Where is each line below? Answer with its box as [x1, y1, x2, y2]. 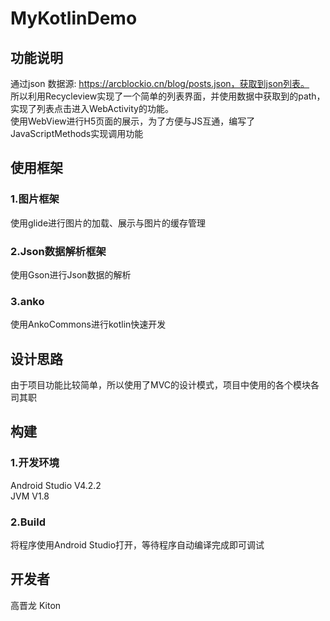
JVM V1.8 [10, 490, 50, 502]
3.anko [10, 294, 45, 308]
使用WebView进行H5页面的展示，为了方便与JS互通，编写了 [10, 115, 256, 127]
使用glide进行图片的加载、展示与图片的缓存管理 [10, 217, 207, 229]
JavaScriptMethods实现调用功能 [10, 128, 144, 139]
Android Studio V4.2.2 [10, 479, 102, 491]
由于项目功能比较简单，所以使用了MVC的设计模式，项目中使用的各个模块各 [10, 379, 320, 391]
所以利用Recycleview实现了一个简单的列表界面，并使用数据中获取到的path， [10, 90, 326, 102]
